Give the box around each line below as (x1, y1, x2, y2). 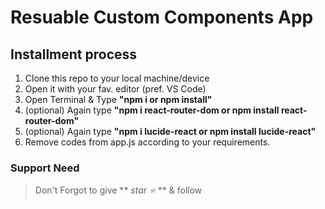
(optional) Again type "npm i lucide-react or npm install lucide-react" (24, 126, 317, 137)
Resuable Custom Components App (10, 6, 314, 29)
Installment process (10, 46, 138, 63)
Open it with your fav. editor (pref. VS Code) (24, 83, 207, 95)
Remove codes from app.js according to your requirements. (24, 136, 271, 148)
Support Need (10, 161, 80, 175)
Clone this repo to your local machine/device (24, 72, 210, 84)
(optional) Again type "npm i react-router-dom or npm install (24, 104, 280, 116)
